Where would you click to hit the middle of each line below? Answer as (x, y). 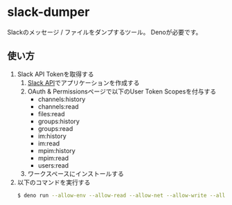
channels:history (62, 99)
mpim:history (57, 150)
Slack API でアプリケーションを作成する (83, 82)
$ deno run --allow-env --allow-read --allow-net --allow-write (112, 195)
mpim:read (53, 158)
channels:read (58, 106)
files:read (51, 114)
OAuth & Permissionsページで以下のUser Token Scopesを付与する (122, 91)
